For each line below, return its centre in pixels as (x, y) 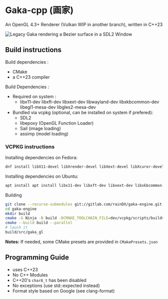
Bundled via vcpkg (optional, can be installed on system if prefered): (83, 112)
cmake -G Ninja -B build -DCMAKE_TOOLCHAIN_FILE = (58, 218)
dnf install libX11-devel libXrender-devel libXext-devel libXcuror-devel (85, 167)
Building (14, 195)
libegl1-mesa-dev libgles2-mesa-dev (58, 107)
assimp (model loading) (44, 134)
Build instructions (33, 50)
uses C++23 (25, 269)
